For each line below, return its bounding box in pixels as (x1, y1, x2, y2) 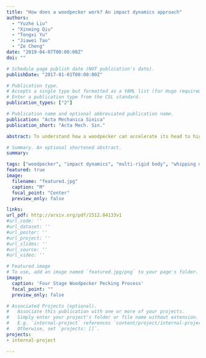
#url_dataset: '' (6, 224, 51, 230)
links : (6, 206, 23, 212)
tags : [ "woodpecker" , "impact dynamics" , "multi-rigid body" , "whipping (6, 161, 196, 168)
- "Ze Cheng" (12, 44, 45, 50)
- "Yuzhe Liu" (12, 20, 48, 26)
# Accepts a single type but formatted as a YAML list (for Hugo (6, 88, 177, 95)
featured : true (6, 167, 45, 173)
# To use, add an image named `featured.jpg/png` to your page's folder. (6, 269, 199, 275)
